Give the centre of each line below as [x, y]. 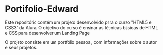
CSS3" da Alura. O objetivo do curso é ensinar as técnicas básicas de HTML [81, 27]
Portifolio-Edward [42, 9]
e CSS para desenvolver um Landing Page [47, 33]
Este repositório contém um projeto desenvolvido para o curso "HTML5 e [78, 22]
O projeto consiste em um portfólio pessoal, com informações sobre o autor [81, 42]
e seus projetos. [21, 47]
